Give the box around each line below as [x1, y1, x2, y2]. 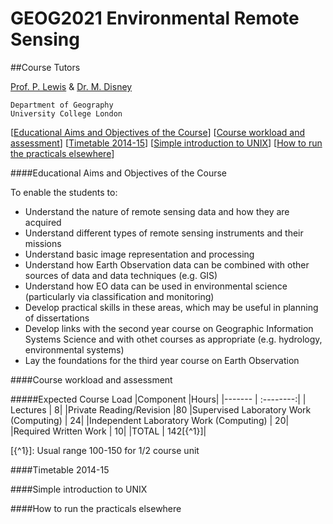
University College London [10, 108, 123, 119]
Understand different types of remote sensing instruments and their [24, 227, 304, 239]
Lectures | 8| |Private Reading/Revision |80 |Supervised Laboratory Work [10, 403, 312, 416]
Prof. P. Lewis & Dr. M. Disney [10, 80, 133, 92]
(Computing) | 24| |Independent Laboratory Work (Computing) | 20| [10, 414, 290, 426]
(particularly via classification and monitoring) [24, 290, 215, 302]
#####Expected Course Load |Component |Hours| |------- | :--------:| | [10, 393, 307, 405]
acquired [24, 216, 62, 228]
